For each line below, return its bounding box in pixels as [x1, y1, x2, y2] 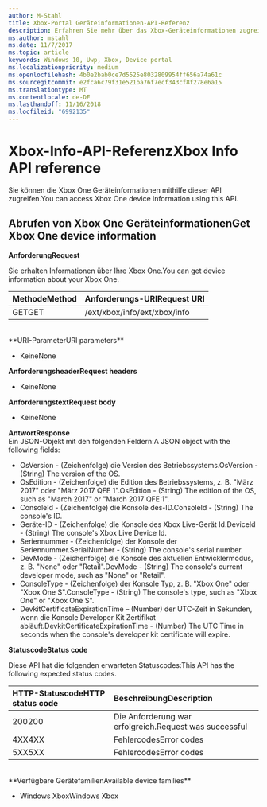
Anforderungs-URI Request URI [84, 293, 205, 304]
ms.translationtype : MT [8, 85, 87, 94]
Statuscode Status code [8, 645, 88, 654]
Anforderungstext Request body [8, 397, 117, 407]
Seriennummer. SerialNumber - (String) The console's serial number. [19, 544, 244, 554]
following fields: [8, 445, 60, 454]
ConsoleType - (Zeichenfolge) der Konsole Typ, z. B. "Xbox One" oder [19, 579, 250, 588]
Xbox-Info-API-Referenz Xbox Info [8, 142, 238, 160]
